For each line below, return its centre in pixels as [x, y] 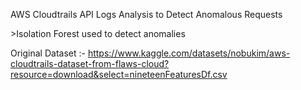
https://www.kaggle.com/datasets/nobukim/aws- [189, 53]
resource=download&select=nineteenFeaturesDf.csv [119, 74]
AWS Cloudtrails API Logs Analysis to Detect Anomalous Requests [146, 14]
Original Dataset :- [48, 53]
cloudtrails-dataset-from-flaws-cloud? [90, 63]
